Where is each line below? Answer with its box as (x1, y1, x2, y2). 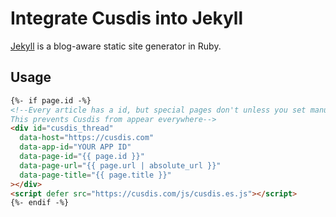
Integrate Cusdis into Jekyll (10, 7, 243, 30)
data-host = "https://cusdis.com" (19, 133, 155, 143)
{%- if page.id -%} (10, 95, 92, 106)
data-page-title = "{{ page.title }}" (19, 170, 172, 180)
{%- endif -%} (10, 198, 70, 208)
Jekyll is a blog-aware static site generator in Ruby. (10, 40, 222, 52)
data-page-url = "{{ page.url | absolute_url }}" (19, 160, 222, 171)
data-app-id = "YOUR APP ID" (19, 142, 132, 152)
